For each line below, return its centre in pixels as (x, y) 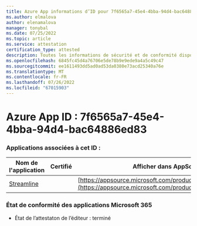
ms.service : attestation (36, 45)
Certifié (61, 167)
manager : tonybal (27, 28)
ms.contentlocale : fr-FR (36, 77)
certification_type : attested (43, 50)
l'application (27, 170)
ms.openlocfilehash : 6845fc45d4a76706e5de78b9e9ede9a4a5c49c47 (85, 60)
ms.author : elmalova (31, 17)
